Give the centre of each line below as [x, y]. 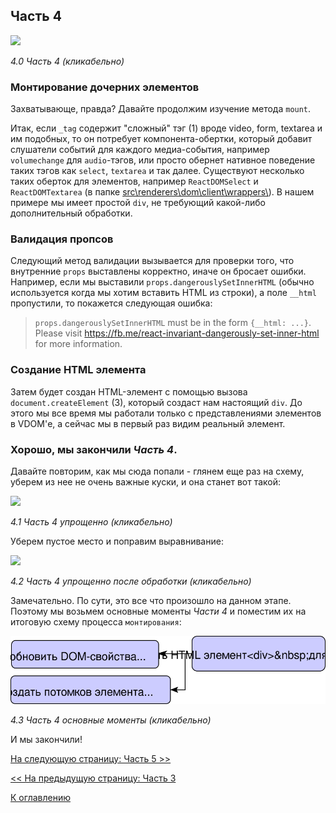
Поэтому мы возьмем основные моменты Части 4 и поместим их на [158, 611]
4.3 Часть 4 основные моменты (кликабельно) [111, 720]
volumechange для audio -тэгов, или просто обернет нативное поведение [163, 160]
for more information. [78, 344]
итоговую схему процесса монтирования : [96, 622]
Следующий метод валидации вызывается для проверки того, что [152, 261]
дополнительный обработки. [71, 213]
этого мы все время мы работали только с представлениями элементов [166, 413]
